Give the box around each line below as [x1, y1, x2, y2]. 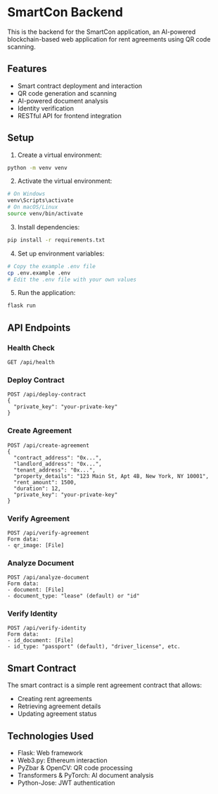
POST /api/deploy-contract [7, 391, 86, 398]
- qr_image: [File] [7, 541, 65, 549]
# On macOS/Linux [7, 203, 58, 211]
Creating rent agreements [17, 695, 93, 703]
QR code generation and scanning [17, 89, 117, 97]
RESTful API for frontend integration [17, 111, 122, 120]
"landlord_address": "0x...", [13, 460, 102, 467]
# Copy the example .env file [7, 263, 96, 270]
